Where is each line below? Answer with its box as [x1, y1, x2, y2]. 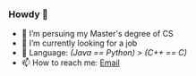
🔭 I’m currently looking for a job [21, 38, 138, 48]
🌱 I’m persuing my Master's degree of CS [21, 29, 174, 39]
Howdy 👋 [8, 8, 48, 21]
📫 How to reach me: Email [21, 57, 120, 68]
